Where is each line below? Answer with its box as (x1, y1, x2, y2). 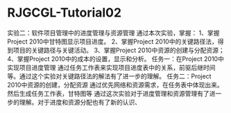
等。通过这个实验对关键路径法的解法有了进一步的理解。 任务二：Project (7, 71, 212, 80)
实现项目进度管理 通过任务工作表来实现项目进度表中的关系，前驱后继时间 (7, 63, 216, 71)
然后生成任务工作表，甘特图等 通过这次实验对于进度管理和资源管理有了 (7, 89, 209, 98)
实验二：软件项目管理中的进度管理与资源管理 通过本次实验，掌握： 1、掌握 (7, 28, 220, 37)
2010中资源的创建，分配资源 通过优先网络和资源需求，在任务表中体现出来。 (7, 80, 223, 89)
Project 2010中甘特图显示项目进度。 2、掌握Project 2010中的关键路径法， (7, 37, 219, 46)
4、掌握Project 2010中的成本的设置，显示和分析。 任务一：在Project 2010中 (7, 54, 224, 63)
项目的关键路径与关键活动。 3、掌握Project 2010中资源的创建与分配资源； (12, 46, 225, 54)
